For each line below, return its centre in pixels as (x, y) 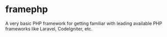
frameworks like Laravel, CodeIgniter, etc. (49, 28)
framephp (27, 9)
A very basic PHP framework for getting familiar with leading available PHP (84, 23)
